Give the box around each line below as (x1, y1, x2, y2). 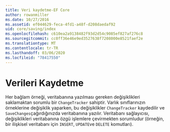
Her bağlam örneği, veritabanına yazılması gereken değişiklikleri (5, 94, 140, 100)
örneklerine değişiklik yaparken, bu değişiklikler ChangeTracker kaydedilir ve (5, 105, 165, 111)
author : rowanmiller (5, 12, 50, 17)
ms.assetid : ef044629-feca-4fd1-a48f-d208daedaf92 (5, 21, 116, 27)
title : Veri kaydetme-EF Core (5, 7, 70, 13)
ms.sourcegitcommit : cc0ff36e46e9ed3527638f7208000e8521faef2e (5, 36, 143, 41)
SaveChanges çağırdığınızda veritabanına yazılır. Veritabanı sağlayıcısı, (5, 111, 150, 117)
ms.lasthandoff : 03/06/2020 (5, 50, 66, 55)
